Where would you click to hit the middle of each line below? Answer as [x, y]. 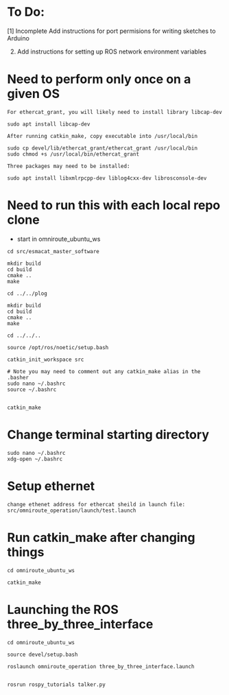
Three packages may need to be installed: [69, 166]
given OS [34, 94]
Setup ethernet [51, 486]
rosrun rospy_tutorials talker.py [57, 684]
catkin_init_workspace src [46, 360]
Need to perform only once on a [99, 79]
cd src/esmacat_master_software [53, 251]
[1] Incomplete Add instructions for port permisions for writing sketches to [111, 31]
